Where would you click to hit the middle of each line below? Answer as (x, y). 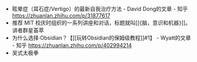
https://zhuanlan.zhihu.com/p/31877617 (61, 16)
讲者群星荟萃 (28, 30)
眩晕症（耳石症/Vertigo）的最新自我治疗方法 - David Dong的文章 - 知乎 (100, 9)
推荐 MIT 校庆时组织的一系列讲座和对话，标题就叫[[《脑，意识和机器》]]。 (101, 23)
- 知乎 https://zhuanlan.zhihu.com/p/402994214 (72, 45)
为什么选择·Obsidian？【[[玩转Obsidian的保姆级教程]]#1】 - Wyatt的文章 (102, 38)
